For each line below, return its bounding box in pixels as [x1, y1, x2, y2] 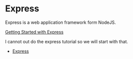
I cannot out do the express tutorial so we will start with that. [5, 38, 129, 45]
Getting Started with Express [5, 29, 64, 35]
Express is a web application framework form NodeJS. [5, 19, 116, 25]
